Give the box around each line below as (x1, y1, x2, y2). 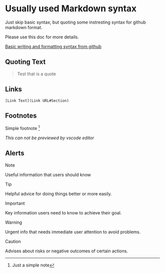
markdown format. (5, 24, 43, 30)
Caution (5, 238, 21, 244)
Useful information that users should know (5, 172, 91, 178)
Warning (5, 219, 22, 225)
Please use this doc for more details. (5, 34, 79, 40)
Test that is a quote (17, 71, 56, 77)
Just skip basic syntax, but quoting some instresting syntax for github (5, 19, 146, 25)
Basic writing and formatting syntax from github (5, 43, 102, 49)
